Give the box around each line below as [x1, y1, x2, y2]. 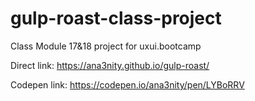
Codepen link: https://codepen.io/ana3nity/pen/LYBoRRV [10, 78, 245, 91]
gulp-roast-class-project [10, 7, 222, 30]
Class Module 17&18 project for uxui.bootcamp [10, 40, 202, 52]
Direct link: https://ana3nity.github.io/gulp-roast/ [10, 59, 210, 71]
